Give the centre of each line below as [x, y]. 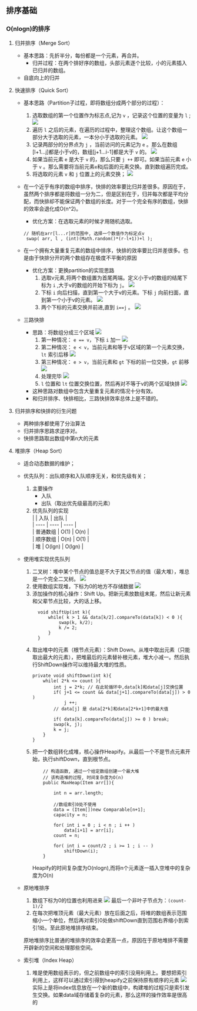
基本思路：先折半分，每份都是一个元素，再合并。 [83, 56]
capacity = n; [71, 815]
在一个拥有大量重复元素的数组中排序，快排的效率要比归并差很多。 [103, 250]
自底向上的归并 [41, 77]
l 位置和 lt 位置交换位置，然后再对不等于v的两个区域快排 [111, 383]
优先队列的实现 [50, 510]
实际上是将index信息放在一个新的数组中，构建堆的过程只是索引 [108, 987]
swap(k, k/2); [76, 622]
